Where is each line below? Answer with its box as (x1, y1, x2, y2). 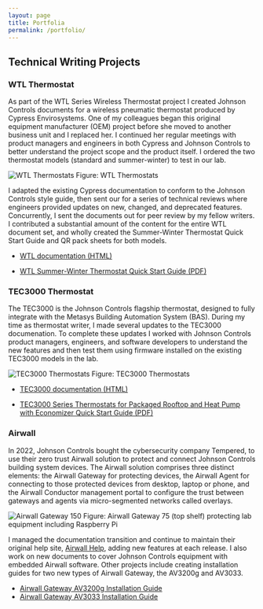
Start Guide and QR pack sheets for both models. (8, 236, 167, 245)
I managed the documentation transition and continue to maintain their (8, 534, 236, 544)
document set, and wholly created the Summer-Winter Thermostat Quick (8, 227, 244, 237)
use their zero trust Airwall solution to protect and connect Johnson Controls (8, 454, 256, 463)
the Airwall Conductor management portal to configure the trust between (8, 487, 245, 496)
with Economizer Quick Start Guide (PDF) (19, 408, 154, 418)
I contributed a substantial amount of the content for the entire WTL (8, 220, 227, 229)
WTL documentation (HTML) (19, 251, 112, 260)
